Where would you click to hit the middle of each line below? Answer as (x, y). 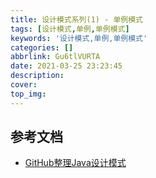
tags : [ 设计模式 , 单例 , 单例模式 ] (70, 29)
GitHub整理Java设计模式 (75, 163)
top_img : (28, 94)
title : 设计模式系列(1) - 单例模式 (76, 19)
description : (37, 76)
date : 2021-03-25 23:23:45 (66, 66)
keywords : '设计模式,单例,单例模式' (79, 38)
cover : (24, 85)
